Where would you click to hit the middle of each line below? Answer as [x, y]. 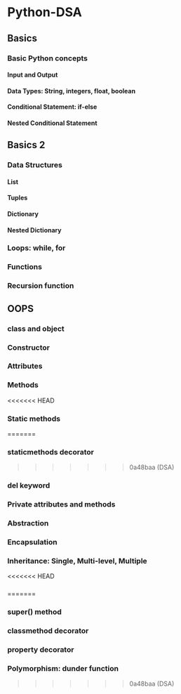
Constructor [29, 347]
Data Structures [35, 165]
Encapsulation [32, 542]
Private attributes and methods [61, 504]
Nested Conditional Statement [52, 123]
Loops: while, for [36, 248]
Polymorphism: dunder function [63, 668]
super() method [34, 612]
